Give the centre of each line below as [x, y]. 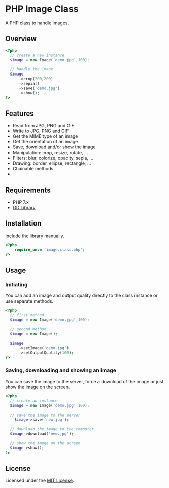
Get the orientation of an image [45, 142]
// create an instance [34, 401]
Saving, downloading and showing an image [61, 370]
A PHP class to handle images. [37, 23]
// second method [28, 329]
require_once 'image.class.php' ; [50, 250]
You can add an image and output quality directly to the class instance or [82, 296]
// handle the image [31, 69]
